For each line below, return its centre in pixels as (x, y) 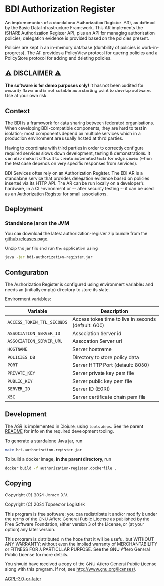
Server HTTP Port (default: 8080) (111, 365)
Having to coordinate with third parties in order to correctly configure (74, 148)
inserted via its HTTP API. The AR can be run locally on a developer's (74, 183)
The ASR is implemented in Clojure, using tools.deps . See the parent (74, 426)
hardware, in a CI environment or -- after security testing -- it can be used (79, 188)
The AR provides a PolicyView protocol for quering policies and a (92, 53)
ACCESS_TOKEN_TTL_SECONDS (38, 322)
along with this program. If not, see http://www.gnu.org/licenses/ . (71, 569)
